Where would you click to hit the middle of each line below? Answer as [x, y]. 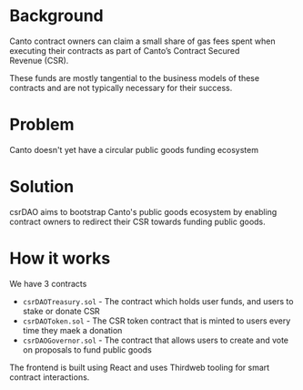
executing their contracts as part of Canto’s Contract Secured [125, 50]
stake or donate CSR [61, 311]
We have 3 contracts [48, 283]
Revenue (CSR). [39, 60]
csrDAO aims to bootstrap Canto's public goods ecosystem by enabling [143, 211]
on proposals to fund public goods [87, 349]
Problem [42, 125]
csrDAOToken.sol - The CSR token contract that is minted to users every [157, 321]
